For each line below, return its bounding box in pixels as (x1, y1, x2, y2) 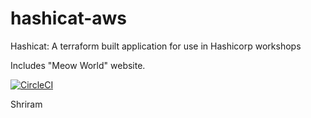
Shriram (10, 98, 43, 110)
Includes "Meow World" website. (10, 59, 146, 71)
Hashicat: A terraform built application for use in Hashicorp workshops (10, 40, 302, 52)
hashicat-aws (10, 7, 128, 30)
